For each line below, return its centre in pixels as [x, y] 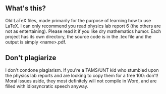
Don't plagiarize [31, 58]
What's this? [26, 8]
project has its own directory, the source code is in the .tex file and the [78, 36]
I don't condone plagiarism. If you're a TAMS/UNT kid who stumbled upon [82, 70]
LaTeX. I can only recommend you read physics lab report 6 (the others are [83, 26]
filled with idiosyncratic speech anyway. [47, 86]
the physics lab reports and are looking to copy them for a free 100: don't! [82, 75]
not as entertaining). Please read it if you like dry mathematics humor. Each [83, 31]
